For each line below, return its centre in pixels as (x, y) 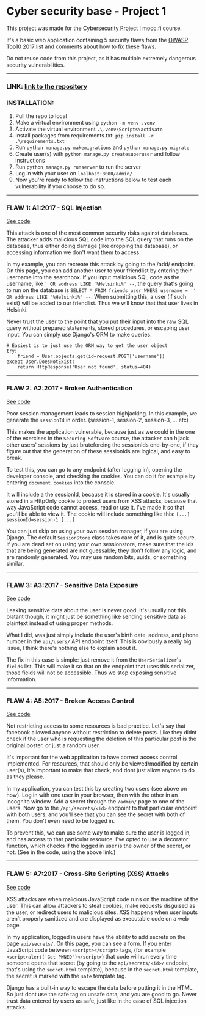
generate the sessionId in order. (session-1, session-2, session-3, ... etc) (98, 420)
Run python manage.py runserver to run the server (78, 167)
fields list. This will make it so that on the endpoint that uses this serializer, (101, 667)
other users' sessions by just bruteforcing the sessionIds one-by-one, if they (103, 445)
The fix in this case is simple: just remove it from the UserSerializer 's (94, 660)
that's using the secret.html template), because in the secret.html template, (103, 969)
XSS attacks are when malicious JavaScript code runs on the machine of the (103, 899)
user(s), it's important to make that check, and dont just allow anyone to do (101, 770)
